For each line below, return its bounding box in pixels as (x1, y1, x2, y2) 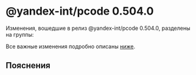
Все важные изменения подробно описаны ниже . (5, 43, 135, 50)
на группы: (5, 30, 34, 38)
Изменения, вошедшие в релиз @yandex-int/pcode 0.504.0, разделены (5, 24, 191, 32)
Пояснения (5, 60, 51, 71)
